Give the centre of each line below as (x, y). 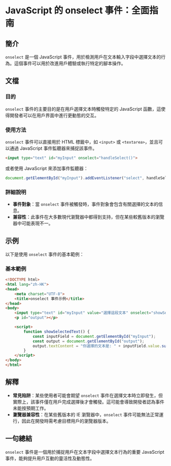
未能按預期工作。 (31, 408)
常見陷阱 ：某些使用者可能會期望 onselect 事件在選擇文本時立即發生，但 (88, 395)
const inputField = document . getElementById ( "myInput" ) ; (94, 336)
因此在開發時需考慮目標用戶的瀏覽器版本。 (66, 421)
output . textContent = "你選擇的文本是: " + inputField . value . (97, 346)
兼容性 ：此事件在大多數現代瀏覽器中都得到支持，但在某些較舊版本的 (84, 217)
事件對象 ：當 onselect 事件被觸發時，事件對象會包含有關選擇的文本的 (85, 204)
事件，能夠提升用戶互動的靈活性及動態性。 (50, 458)
